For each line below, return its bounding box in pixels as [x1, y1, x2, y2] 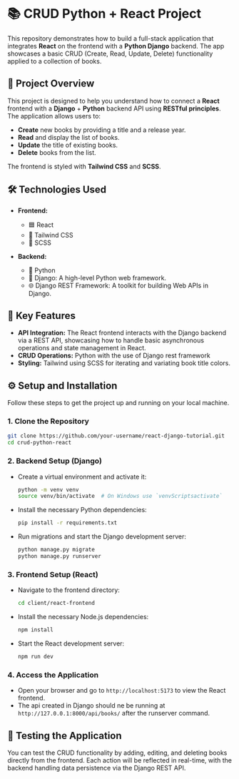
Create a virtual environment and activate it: [17, 472, 147, 481]
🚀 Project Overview [7, 78, 95, 90]
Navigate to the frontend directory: [17, 586, 120, 594]
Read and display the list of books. [17, 133, 120, 141]
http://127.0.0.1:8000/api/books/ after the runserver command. [17, 709, 210, 718]
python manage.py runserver [17, 553, 101, 560]
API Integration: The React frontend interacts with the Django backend [17, 329, 227, 337]
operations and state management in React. [17, 344, 146, 352]
